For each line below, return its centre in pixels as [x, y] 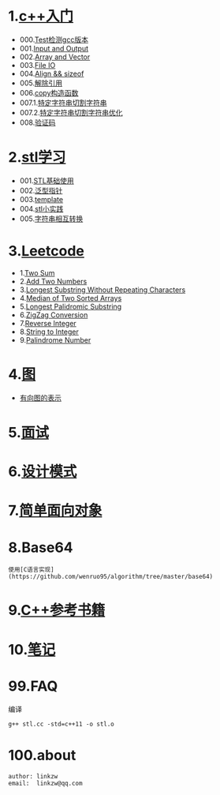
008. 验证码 [37, 122]
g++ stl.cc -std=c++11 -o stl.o [61, 724]
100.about [42, 755]
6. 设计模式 [43, 472]
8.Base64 [41, 547]
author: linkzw [33, 776]
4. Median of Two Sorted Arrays [71, 298]
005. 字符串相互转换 [51, 219]
